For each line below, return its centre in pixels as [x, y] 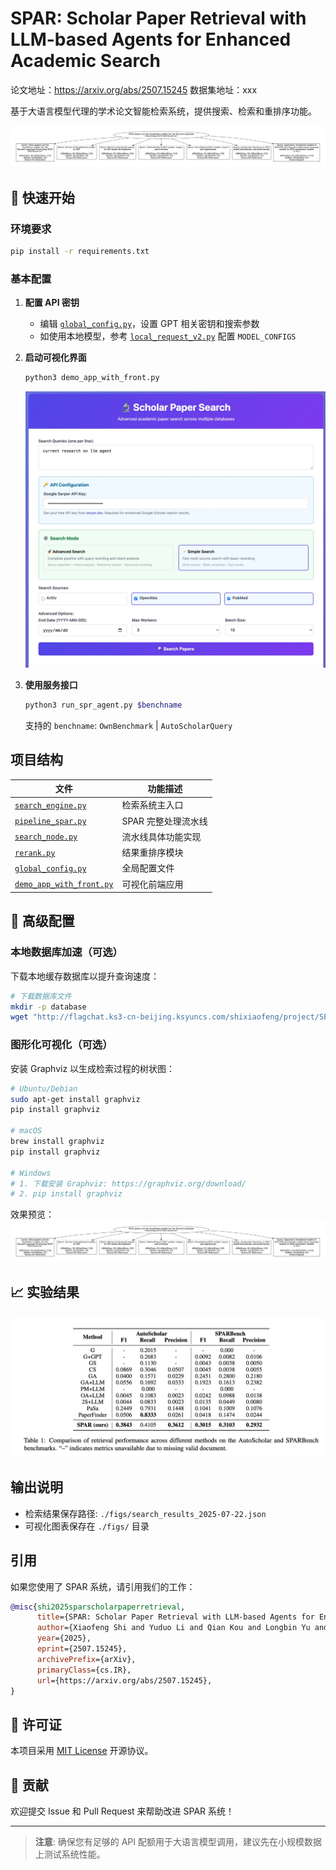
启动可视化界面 [55, 358]
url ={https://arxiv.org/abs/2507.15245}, [124, 1680]
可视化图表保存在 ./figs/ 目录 [87, 1526]
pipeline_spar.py [50, 822]
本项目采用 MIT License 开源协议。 [82, 1751]
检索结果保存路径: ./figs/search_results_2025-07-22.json [145, 1513]
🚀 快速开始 [42, 197]
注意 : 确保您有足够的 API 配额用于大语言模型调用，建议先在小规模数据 [178, 1842]
